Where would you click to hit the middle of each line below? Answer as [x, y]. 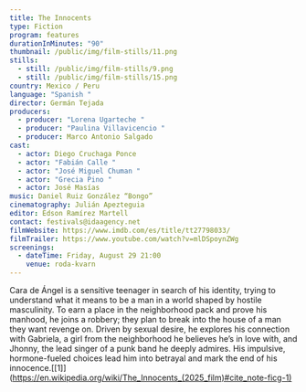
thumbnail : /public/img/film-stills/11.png [94, 52]
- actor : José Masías [59, 188]
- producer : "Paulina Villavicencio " [92, 129]
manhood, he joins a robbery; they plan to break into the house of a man [145, 319]
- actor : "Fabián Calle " [67, 162]
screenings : [32, 248]
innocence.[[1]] [38, 368]
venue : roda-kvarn [61, 265]
